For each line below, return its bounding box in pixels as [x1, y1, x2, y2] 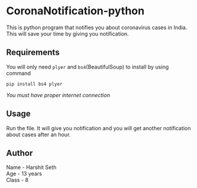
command [6, 70, 31, 77]
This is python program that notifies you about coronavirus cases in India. [6, 24, 187, 31]
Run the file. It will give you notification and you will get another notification [6, 124, 191, 131]
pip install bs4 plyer [6, 81, 63, 87]
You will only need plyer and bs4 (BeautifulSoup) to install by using [6, 63, 169, 70]
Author [6, 148, 33, 158]
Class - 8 [6, 177, 29, 184]
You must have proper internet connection [6, 91, 110, 99]
